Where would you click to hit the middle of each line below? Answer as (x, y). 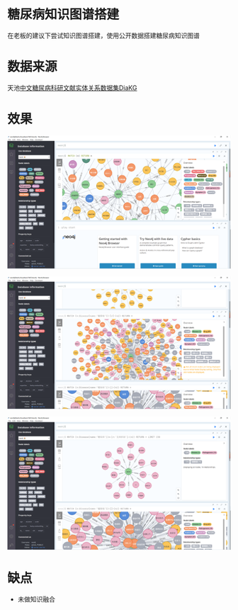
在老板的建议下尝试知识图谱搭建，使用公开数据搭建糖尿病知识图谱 (103, 35)
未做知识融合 (36, 599)
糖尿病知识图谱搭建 (63, 15)
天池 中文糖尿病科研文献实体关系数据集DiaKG (72, 87)
